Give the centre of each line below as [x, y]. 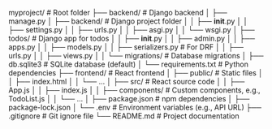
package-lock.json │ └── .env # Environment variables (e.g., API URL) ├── [135, 107]
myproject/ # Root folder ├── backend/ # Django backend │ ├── [118, 13]
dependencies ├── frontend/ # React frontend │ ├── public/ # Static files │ [136, 73]
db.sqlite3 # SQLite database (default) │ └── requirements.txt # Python [129, 64]
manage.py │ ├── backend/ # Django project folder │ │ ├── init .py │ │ [128, 21]
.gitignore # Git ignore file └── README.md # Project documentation [124, 116]
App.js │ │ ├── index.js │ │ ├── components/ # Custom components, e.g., [135, 90]
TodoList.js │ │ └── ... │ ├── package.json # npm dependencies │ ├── [129, 99]
